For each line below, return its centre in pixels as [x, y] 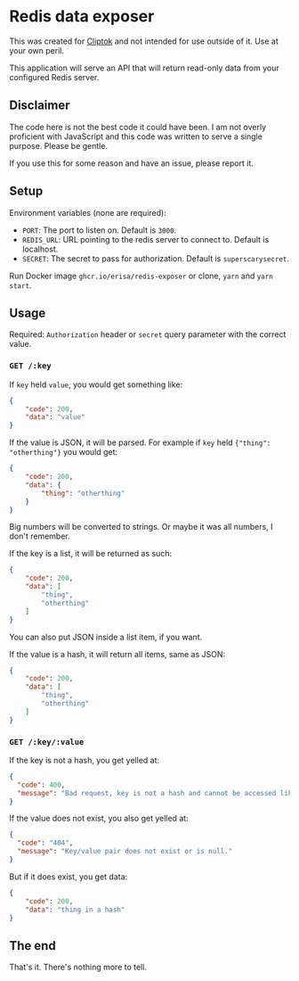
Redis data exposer [82, 16]
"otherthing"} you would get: [64, 452]
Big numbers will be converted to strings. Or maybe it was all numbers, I [141, 527]
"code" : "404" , [45, 843]
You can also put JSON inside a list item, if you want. [106, 637]
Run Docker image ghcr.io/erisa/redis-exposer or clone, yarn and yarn [141, 276]
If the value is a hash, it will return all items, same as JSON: [117, 654]
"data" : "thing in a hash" [75, 910]
